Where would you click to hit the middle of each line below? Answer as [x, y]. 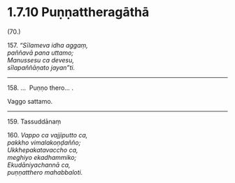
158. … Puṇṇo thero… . [40, 88]
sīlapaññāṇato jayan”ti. [41, 67]
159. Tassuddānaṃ [34, 121]
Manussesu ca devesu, [41, 60]
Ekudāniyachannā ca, [39, 165]
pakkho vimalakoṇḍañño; [44, 142]
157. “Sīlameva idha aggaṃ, [48, 45]
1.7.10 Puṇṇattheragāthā [78, 12]
